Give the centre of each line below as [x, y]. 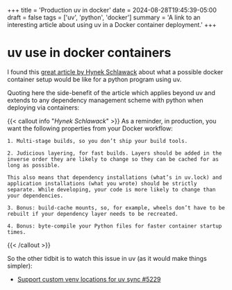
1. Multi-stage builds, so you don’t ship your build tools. [98, 141]
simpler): [20, 266]
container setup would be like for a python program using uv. [94, 79]
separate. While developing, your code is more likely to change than [111, 189]
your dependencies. [35, 196]
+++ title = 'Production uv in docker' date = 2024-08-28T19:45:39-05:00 [112, 10]
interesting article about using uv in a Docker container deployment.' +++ [112, 25]
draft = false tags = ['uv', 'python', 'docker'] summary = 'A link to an [104, 17]
